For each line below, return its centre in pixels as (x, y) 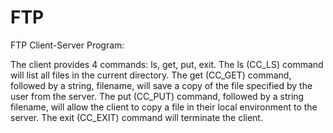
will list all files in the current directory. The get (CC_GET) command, (151, 75)
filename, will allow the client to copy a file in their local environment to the (164, 107)
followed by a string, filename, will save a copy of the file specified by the (161, 85)
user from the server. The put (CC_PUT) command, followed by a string (157, 96)
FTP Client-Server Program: (67, 45)
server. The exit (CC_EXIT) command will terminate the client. (136, 117)
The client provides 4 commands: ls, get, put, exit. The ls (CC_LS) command (167, 64)
